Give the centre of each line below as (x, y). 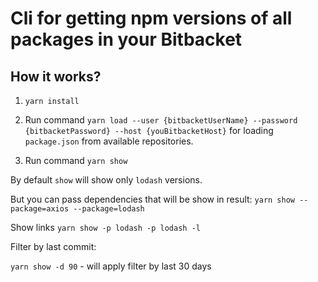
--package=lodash (109, 209)
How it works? (56, 76)
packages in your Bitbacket (126, 39)
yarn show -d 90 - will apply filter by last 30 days (111, 266)
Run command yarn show (76, 160)
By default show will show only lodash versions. (106, 180)
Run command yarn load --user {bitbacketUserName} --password (161, 120)
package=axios (40, 209)
